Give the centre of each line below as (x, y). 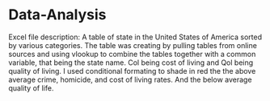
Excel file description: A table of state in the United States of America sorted (135, 37)
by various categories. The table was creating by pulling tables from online (133, 45)
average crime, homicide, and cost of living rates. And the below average (130, 79)
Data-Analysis (57, 15)
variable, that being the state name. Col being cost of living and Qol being (131, 63)
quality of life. (31, 88)
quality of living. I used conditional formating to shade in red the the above (132, 71)
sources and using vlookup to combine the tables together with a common (132, 54)
